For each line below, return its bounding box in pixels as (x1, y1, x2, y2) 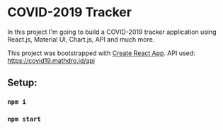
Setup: (7, 77, 38, 89)
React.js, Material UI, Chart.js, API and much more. (7, 35, 155, 43)
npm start (7, 115, 41, 124)
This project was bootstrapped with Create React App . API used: (7, 49, 196, 57)
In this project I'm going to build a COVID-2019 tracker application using (7, 28, 217, 36)
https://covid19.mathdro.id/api (7, 56, 96, 64)
